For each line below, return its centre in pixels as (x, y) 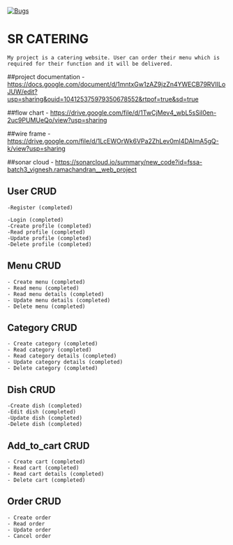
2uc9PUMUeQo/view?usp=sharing (57, 120)
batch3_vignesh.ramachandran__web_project (72, 169)
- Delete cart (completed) (46, 480)
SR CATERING (48, 39)
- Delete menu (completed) (46, 306)
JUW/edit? (23, 92)
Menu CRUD (34, 266)
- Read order (26, 524)
